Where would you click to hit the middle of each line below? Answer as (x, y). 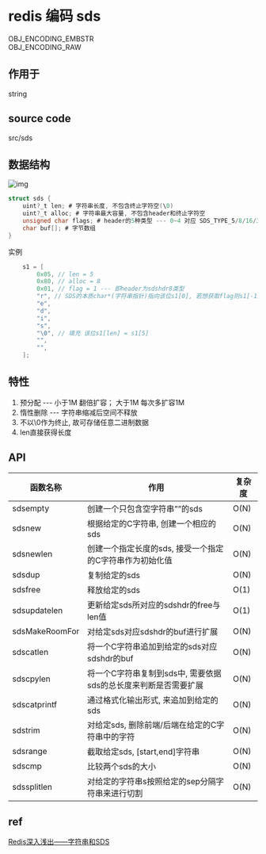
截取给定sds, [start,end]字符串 (143, 752)
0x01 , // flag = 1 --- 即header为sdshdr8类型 (110, 289)
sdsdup (26, 574)
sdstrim (26, 730)
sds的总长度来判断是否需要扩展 (145, 685)
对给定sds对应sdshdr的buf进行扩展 (152, 631)
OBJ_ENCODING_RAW (45, 47)
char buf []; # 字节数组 (59, 228)
